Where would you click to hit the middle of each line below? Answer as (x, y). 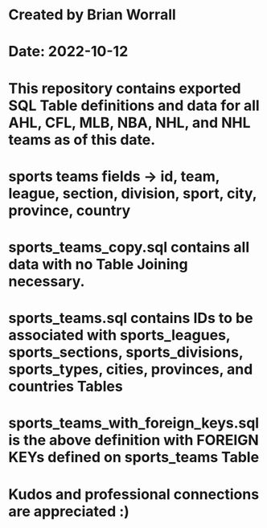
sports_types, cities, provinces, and (131, 369)
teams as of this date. (82, 139)
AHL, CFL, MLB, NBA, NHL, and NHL (129, 123)
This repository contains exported (125, 88)
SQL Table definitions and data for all (134, 105)
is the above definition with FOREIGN (133, 440)
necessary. (47, 281)
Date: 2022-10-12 (68, 52)
